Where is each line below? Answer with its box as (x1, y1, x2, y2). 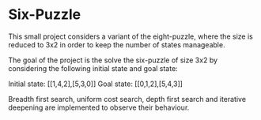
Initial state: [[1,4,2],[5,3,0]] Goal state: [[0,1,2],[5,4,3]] (8, 79, 183, 88)
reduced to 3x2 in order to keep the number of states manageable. (8, 39, 225, 49)
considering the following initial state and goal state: (8, 63, 178, 73)
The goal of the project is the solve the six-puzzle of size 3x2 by (8, 55, 218, 65)
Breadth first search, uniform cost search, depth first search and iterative (8, 94, 247, 103)
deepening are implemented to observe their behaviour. (8, 103, 190, 112)
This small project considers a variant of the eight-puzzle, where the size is (8, 32, 253, 41)
